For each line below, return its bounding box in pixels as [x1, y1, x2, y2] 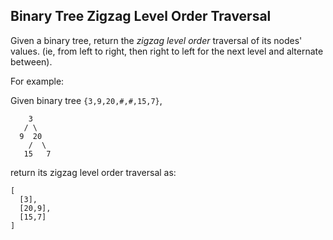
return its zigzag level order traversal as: [10, 166, 177, 178]
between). [10, 55, 53, 68]
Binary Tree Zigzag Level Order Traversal [10, 8, 272, 25]
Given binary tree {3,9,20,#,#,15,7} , [10, 94, 163, 106]
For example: [10, 75, 65, 87]
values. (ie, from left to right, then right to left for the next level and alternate [10, 45, 324, 57]
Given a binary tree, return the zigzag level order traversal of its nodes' [10, 34, 303, 46]
